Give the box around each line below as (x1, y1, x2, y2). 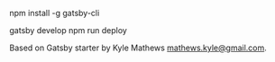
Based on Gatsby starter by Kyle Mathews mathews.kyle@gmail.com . (9, 42, 268, 53)
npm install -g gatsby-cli (9, 8, 100, 18)
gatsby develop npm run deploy (9, 25, 128, 35)
